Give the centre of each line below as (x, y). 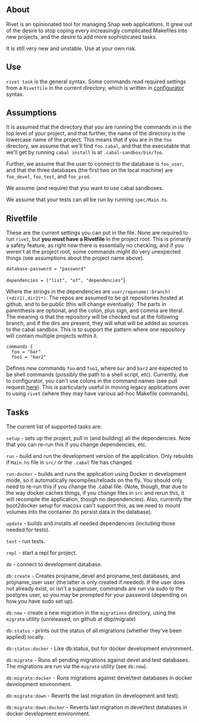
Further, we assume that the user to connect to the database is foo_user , (95, 164)
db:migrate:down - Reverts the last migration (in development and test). (93, 696)
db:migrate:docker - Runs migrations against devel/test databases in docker (99, 678)
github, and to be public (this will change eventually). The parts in (86, 304)
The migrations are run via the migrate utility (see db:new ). (77, 666)
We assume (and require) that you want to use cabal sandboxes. (85, 188)
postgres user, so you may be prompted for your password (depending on (97, 595)
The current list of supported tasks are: (54, 427)
